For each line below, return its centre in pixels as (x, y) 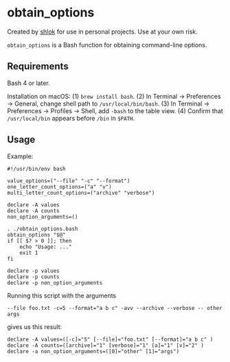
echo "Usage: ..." (46, 247)
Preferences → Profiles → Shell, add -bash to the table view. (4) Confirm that (115, 110)
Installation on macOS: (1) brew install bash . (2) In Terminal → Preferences (114, 96)
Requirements (38, 67)
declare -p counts (33, 277)
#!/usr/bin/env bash (37, 169)
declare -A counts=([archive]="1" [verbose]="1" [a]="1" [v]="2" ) (106, 345)
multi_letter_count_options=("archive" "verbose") (81, 193)
